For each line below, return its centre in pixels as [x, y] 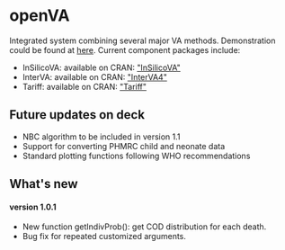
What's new [44, 184]
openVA [40, 16]
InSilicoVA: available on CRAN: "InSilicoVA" [102, 67]
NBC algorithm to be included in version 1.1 [102, 137]
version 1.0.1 [33, 207]
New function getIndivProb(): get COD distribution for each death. [144, 227]
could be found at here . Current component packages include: [125, 49]
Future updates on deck [77, 115]
